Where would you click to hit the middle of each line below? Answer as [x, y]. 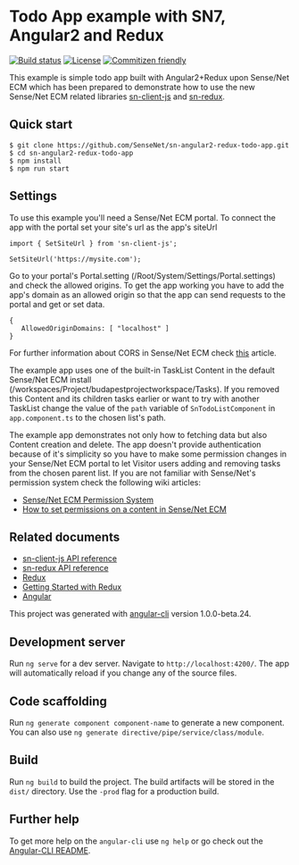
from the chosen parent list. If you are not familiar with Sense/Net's [133, 473]
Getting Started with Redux [72, 587]
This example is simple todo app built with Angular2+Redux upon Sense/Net [149, 77]
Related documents [65, 537]
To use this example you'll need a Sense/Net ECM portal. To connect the [143, 217]
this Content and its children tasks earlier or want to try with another [135, 399]
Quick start [41, 125]
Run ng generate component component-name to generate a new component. [147, 722]
